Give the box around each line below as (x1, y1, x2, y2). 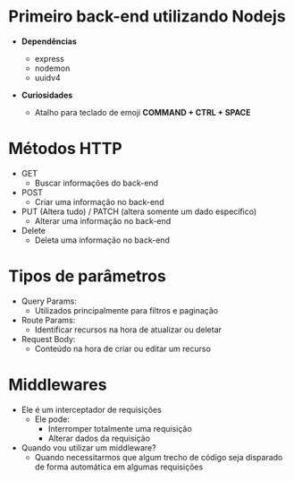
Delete (21, 225, 46, 236)
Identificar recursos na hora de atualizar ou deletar (34, 324, 223, 335)
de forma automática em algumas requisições (34, 461, 204, 472)
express (34, 53, 64, 64)
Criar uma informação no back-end (34, 196, 164, 207)
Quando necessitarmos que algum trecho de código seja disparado (34, 451, 283, 462)
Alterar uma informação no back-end (34, 215, 172, 226)
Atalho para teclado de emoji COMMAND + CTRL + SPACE (34, 107, 251, 117)
